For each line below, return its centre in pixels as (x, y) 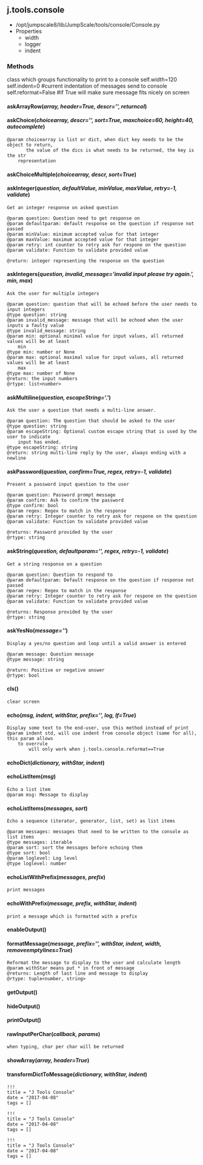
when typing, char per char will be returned (65, 1047)
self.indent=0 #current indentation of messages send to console (87, 86)
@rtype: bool (23, 675)
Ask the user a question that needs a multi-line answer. (82, 410)
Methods (20, 66)
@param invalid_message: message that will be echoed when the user (95, 320)
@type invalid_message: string (46, 331)
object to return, (30, 145)
